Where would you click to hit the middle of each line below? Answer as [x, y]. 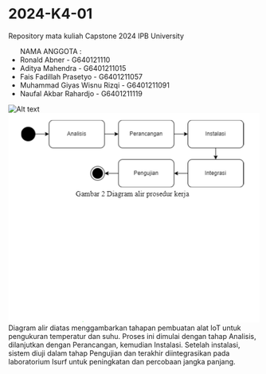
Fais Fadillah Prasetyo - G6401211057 [81, 76]
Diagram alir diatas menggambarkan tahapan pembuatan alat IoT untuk [125, 328]
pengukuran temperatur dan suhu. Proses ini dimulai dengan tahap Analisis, [132, 336]
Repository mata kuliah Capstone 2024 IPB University [96, 36]
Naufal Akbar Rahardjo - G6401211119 [81, 93]
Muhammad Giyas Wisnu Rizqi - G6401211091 [94, 85]
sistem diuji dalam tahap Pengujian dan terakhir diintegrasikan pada [119, 353]
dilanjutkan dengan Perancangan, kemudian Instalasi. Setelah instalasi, [124, 345]
